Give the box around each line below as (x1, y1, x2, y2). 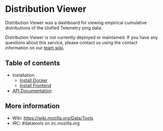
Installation (12, 72, 35, 78)
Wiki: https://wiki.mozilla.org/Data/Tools (12, 115, 94, 121)
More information (5, 102, 60, 110)
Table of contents (5, 59, 60, 67)
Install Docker (19, 77, 48, 83)
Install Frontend (19, 82, 52, 88)
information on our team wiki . (5, 45, 65, 51)
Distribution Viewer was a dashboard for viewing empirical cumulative (5, 20, 147, 26)
